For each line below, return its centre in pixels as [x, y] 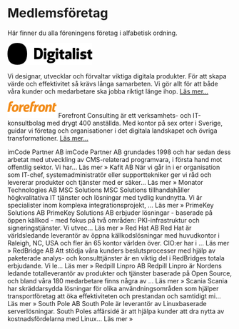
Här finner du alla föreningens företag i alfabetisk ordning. [92, 33]
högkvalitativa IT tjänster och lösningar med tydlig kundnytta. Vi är [105, 197]
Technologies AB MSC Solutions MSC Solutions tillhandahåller [99, 190]
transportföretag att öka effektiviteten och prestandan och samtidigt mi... [114, 296]
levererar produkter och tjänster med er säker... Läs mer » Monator [105, 182]
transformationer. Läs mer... [48, 138]
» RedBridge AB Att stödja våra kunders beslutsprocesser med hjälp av [112, 250]
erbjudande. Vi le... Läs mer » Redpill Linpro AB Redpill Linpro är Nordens [115, 265]
